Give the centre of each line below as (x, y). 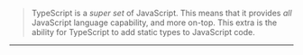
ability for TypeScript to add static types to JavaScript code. (143, 32)
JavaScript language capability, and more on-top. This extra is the (154, 23)
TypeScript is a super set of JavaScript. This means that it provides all (161, 13)
